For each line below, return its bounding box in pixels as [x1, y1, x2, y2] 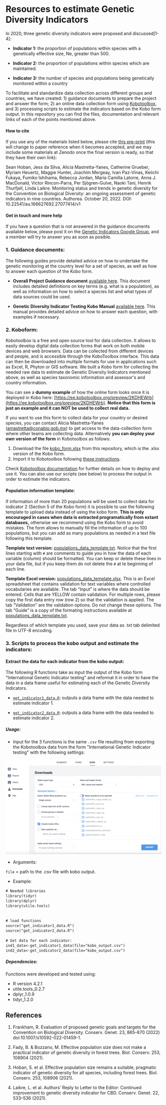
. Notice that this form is [105, 399, 156, 405]
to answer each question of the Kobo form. [5, 268, 93, 274]
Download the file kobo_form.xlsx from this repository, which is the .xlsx [12, 445, 160, 451]
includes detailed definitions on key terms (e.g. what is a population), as [12, 283, 160, 289]
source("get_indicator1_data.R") [5, 923, 75, 928]
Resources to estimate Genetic [5, 3, 135, 15]
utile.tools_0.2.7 [12, 986, 45, 992]
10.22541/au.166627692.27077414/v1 [5, 201, 81, 207]
